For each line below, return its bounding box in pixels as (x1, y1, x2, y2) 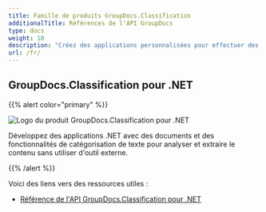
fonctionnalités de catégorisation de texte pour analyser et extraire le (8, 139, 236, 149)
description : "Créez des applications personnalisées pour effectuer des (8, 42, 260, 50)
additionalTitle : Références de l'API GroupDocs (8, 19, 173, 27)
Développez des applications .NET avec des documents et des (8, 130, 215, 140)
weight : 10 (8, 34, 45, 42)
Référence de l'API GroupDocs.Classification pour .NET (19, 194, 202, 204)
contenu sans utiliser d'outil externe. (8, 147, 129, 157)
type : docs (8, 26, 45, 34)
